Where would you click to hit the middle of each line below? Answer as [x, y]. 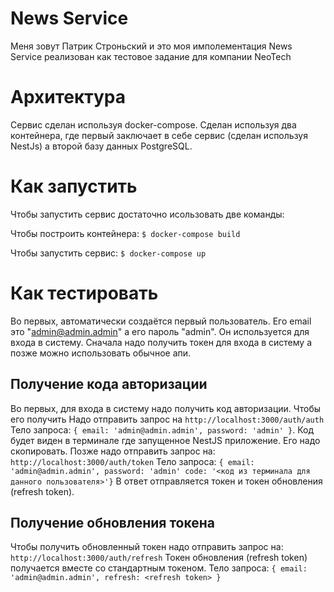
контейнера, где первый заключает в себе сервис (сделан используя [159, 135]
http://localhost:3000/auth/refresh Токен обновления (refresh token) [159, 558]
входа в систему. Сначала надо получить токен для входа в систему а [161, 342]
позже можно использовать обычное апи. [101, 353]
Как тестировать [84, 293]
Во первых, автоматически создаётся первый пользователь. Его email [161, 321]
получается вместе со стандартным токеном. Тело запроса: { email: [159, 568]
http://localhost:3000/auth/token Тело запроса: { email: [132, 461]
